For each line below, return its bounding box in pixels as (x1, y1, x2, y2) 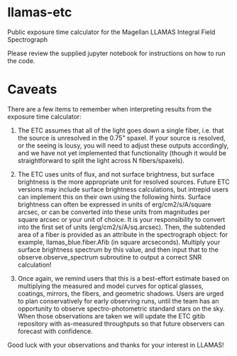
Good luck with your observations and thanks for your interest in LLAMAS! (7, 340, 225, 349)
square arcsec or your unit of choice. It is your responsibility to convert (17, 215, 226, 223)
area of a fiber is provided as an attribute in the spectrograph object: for (17, 230, 228, 238)
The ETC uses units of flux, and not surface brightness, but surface (17, 169, 215, 178)
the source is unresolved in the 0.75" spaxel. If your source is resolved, (17, 133, 226, 142)
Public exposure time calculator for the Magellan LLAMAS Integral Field (7, 28, 216, 36)
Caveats (7, 82, 57, 98)
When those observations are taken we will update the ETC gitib (17, 311, 206, 320)
